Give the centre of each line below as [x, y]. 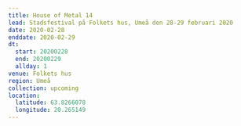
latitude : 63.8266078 [51, 103]
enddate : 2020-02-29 [42, 37]
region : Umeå [29, 81]
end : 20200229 [38, 59]
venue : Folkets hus [40, 74]
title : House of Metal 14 [50, 15]
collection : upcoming [44, 88]
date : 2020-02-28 [37, 30]
